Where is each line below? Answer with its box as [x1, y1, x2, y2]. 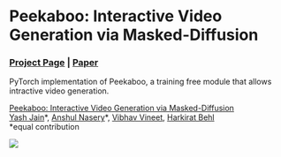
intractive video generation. [9, 86, 110, 96]
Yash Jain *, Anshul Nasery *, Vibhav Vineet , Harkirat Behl [9, 112, 215, 123]
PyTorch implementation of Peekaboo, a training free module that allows [9, 77, 272, 87]
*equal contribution [9, 122, 80, 132]
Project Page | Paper [9, 56, 99, 69]
